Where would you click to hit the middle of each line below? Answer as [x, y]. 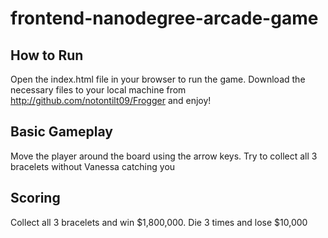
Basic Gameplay [61, 132]
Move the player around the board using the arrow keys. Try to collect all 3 [164, 156]
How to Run [47, 55]
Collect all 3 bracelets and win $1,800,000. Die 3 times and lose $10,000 [159, 222]
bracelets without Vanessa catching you [93, 166]
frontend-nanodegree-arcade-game [164, 18]
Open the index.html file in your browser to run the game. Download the [158, 79]
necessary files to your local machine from [98, 90]
